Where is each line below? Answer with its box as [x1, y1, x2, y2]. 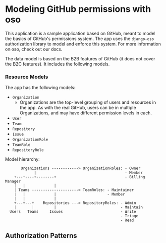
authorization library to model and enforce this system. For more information [5, 41, 161, 47]
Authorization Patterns [5, 231, 77, 240]
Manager [5, 179, 21, 184]
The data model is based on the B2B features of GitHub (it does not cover [5, 55, 155, 61]
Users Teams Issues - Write [9, 209, 136, 214]
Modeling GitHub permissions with [5, 3, 151, 15]
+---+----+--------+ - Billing [14, 175, 145, 180]
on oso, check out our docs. [5, 46, 63, 52]
